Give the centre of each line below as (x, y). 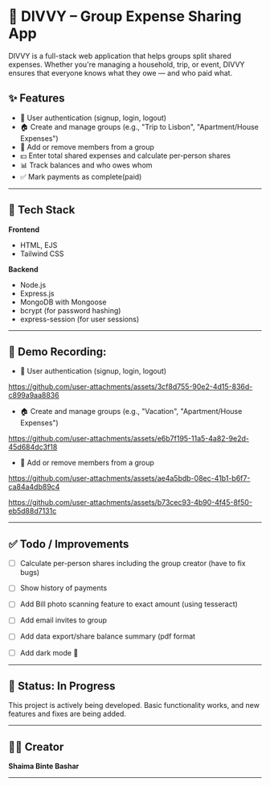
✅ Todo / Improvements (69, 544)
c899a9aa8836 (34, 395)
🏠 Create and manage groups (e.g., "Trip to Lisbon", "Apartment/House (139, 126)
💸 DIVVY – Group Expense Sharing (125, 17)
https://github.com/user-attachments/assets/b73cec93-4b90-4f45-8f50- (131, 503)
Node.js (33, 284)
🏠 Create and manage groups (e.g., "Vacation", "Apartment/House (131, 412)
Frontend (24, 230)
